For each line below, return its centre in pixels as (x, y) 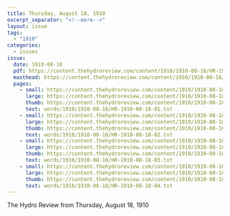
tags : (15, 33)
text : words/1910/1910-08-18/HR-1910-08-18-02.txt (99, 134)
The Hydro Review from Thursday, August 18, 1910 (78, 205)
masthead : (27, 77)
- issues (26, 52)
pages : (23, 84)
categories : (24, 45)
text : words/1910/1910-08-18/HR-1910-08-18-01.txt (99, 109)
